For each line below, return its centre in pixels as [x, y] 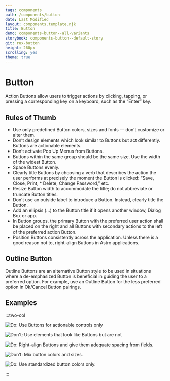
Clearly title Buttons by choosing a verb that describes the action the [84, 173]
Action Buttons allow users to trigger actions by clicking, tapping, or [76, 96]
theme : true [18, 57]
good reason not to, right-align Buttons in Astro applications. [76, 243]
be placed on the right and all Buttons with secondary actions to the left [87, 226]
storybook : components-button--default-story [54, 39]
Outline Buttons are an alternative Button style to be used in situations [78, 271]
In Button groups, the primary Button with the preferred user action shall [88, 221]
